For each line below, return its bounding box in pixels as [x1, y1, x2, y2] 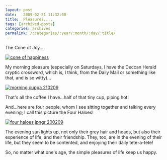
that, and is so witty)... [5, 75, 51, 81]
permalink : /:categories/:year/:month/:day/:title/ [5, 31, 116, 36]
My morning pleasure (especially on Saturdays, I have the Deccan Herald [5, 64, 157, 70]
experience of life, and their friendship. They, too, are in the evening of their [5, 134, 162, 140]
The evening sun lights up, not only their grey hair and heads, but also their [5, 129, 161, 135]
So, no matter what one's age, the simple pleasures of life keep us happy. [5, 149, 157, 155]
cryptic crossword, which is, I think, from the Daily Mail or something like [5, 69, 156, 75]
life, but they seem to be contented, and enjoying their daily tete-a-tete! [5, 139, 153, 145]
